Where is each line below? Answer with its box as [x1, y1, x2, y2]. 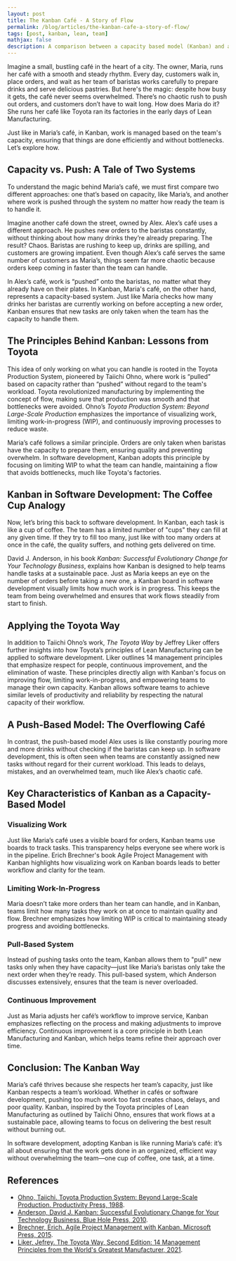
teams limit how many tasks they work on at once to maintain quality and [7, 907, 218, 916]
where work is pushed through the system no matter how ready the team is [7, 197, 225, 206]
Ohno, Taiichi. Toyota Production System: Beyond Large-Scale [17, 1193, 198, 1202]
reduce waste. [7, 424, 49, 433]
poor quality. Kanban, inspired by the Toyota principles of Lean [7, 1103, 190, 1112]
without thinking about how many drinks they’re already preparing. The [7, 233, 213, 242]
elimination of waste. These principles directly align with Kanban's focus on [7, 669, 226, 677]
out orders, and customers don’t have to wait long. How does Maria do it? [7, 100, 220, 108]
